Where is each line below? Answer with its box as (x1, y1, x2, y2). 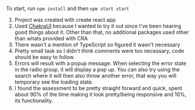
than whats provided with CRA (14, 35, 88, 42)
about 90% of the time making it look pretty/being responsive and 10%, (14, 91, 187, 98)
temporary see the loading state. (14, 78, 94, 85)
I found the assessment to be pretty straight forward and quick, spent (14, 85, 183, 91)
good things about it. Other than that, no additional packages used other (14, 29, 189, 36)
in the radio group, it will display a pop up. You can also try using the (14, 66, 180, 73)
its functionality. (14, 97, 54, 104)
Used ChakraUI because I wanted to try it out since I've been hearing (14, 23, 182, 29)
